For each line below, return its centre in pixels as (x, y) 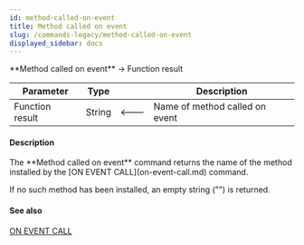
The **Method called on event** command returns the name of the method (151, 162)
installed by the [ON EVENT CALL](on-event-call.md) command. (129, 172)
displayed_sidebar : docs (56, 43)
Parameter (45, 92)
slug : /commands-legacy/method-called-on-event (101, 34)
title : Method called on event (68, 26)
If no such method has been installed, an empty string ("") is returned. (140, 190)
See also (26, 211)
